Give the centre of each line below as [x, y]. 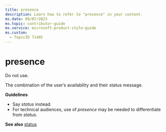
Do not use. [17, 75]
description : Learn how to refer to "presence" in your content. [74, 14]
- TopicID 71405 [26, 38]
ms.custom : [16, 33]
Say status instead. [32, 104]
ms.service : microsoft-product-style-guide [51, 28]
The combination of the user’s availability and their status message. [74, 85]
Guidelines [17, 94]
